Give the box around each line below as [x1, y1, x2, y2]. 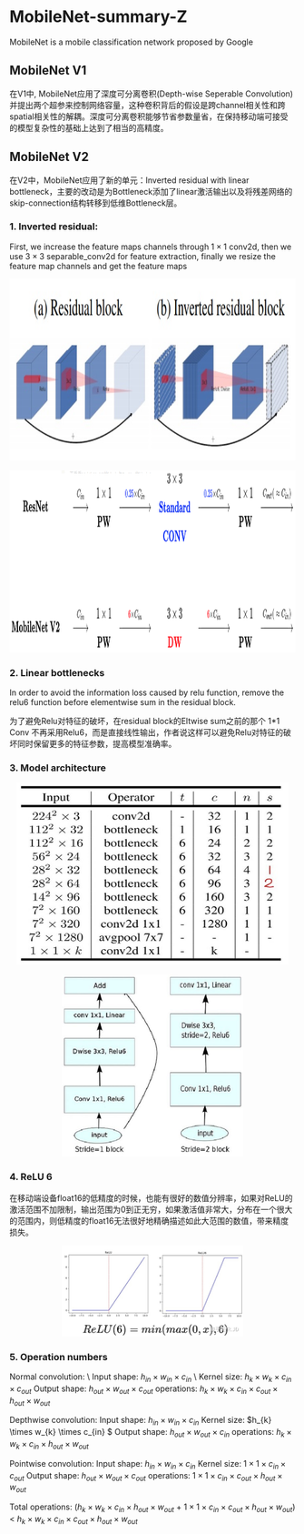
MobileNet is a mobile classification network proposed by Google [9, 36, 254, 47]
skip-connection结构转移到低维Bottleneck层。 [9, 197, 182, 208]
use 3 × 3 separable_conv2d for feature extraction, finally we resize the [9, 250, 277, 261]
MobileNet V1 [9, 63, 87, 78]
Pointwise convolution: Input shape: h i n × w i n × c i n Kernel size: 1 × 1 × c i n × [9, 1458, 287, 1471]
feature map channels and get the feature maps [9, 260, 188, 271]
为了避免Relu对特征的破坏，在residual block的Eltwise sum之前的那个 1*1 [9, 716, 280, 727]
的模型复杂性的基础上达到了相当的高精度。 [9, 122, 169, 133]
